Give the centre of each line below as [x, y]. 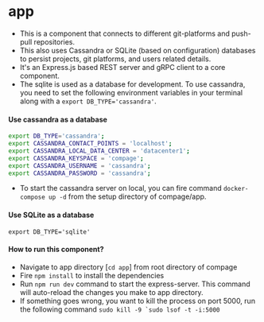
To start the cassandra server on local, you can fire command [120, 188]
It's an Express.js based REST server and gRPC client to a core [122, 67]
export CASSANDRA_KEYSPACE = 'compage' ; [76, 158]
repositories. [54, 41]
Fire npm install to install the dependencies [92, 275]
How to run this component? [56, 250]
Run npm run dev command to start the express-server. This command [135, 284]
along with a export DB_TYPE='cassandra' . [88, 101]
